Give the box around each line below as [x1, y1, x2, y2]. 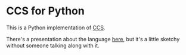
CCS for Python [6, 4, 85, 18]
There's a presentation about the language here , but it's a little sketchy [6, 35, 180, 42]
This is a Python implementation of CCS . [6, 24, 106, 31]
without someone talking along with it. [6, 42, 100, 49]
